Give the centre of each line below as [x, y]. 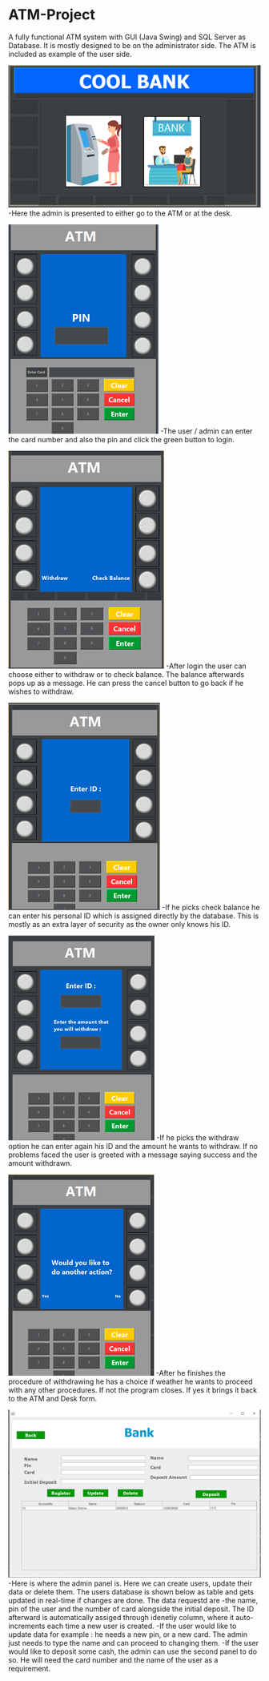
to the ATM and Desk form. [53, 1399]
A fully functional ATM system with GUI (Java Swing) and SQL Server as [127, 37]
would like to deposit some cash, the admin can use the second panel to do [133, 1651]
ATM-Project [52, 15]
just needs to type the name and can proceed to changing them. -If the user [133, 1643]
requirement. [29, 1669]
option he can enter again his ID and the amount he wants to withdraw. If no [133, 1147]
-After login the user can [206, 666]
